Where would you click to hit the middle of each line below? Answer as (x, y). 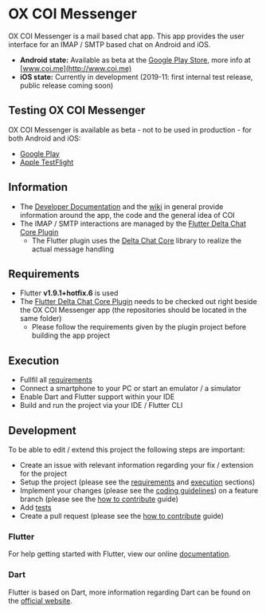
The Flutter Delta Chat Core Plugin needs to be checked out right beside (138, 302)
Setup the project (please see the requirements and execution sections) (137, 482)
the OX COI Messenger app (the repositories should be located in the (133, 310)
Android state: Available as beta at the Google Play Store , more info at (135, 60)
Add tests (35, 507)
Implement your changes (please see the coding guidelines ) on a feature (139, 490)
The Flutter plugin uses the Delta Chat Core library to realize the (137, 240)
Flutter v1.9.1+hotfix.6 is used (69, 293)
